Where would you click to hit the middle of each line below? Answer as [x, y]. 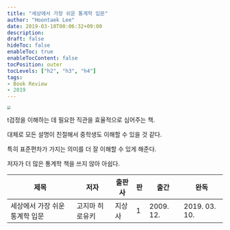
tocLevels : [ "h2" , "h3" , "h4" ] [52, 71]
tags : [15, 77]
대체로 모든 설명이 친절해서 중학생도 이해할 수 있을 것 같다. [85, 135]
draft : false [26, 39]
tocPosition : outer [35, 65]
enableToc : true [30, 52]
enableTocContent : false [42, 58]
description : [26, 33]
